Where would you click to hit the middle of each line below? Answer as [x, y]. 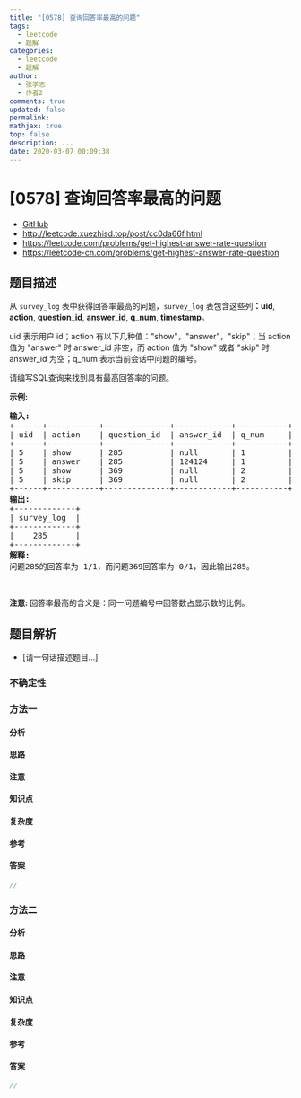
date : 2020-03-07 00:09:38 [60, 151]
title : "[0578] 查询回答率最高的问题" [75, 18]
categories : [31, 51]
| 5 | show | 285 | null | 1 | [151, 453]
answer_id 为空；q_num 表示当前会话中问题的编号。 [106, 359]
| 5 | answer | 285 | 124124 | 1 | [151, 462]
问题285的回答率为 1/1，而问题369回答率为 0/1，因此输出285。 [132, 567]
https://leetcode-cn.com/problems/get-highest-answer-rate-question [150, 252]
